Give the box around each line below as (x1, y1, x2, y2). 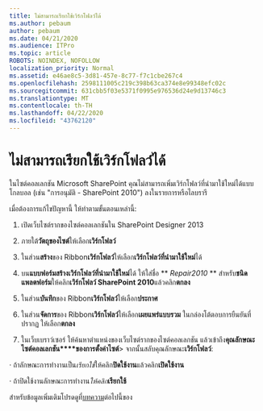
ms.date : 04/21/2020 (9, 34, 79, 43)
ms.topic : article (9, 49, 71, 57)
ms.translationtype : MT (9, 94, 90, 102)
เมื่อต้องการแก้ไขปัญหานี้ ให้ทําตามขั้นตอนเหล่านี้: (9, 203, 137, 214)
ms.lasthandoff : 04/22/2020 (9, 110, 104, 118)
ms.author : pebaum (9, 19, 71, 27)
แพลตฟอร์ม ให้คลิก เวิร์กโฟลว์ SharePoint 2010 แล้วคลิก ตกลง (20, 277, 190, 287)
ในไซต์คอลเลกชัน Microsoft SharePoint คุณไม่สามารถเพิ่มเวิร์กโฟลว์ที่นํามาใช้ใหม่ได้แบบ (9, 178, 254, 188)
